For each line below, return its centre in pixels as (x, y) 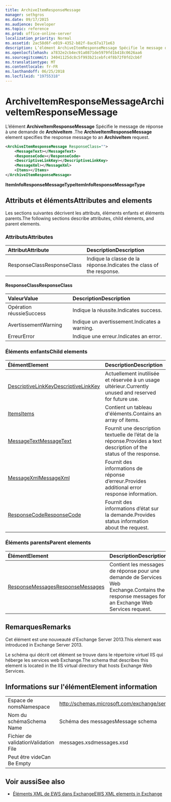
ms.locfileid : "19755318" (33, 76)
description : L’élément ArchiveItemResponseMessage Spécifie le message (84, 48)
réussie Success (27, 314)
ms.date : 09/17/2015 (27, 19)
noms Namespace (29, 707)
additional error (123, 487)
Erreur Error (21, 337)
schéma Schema (27, 722)
